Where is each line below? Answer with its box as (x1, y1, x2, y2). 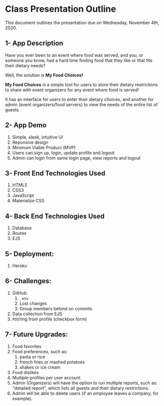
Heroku (12, 263, 27, 269)
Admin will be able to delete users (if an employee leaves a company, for (12, 390, 159, 396)
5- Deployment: (5, 249, 54, 258)
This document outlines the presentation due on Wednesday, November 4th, (5, 20, 160, 26)
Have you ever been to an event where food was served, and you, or (5, 52, 143, 58)
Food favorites (12, 343, 42, 349)
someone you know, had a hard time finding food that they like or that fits (5, 57, 153, 63)
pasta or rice (19, 353, 46, 359)
